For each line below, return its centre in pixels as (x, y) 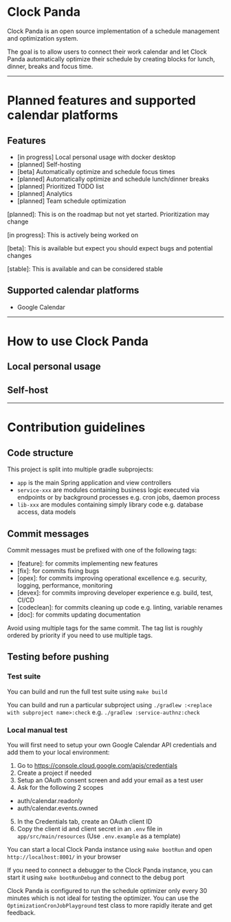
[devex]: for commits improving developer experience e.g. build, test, (115, 592)
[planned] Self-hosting (49, 164)
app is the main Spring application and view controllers (94, 483)
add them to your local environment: (58, 752)
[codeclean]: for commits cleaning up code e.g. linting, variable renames (120, 607)
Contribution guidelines (76, 428)
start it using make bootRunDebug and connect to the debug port (96, 877)
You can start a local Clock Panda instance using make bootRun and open (110, 849)
